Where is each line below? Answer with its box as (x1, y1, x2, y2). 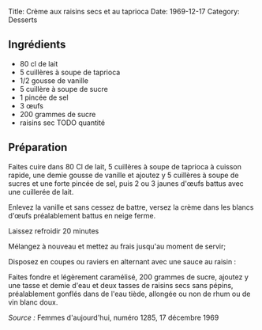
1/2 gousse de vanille (19, 75, 89, 85)
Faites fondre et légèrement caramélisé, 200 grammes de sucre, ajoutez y (8, 272, 249, 282)
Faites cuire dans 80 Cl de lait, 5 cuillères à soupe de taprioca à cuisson (8, 161, 242, 171)
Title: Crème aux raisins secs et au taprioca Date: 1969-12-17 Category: (8, 7, 240, 16)
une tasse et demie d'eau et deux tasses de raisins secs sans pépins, (8, 280, 234, 290)
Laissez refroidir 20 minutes (8, 226, 99, 236)
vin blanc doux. (8, 297, 58, 307)
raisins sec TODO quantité (19, 118, 105, 127)
